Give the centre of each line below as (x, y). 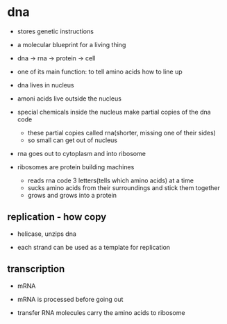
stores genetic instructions (55, 31)
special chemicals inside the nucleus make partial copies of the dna (114, 112)
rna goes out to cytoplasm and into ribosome (81, 153)
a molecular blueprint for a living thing (72, 44)
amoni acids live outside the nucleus (69, 99)
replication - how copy (57, 217)
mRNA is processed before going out (70, 299)
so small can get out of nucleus (73, 140)
